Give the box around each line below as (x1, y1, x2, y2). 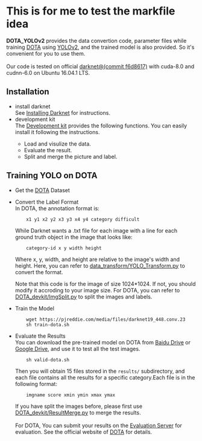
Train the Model (14, 304, 54, 312)
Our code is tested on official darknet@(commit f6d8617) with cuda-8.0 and (6, 62, 195, 70)
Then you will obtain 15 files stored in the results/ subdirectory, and (14, 367, 185, 375)
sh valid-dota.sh (26, 356, 69, 363)
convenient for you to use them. (6, 50, 86, 57)
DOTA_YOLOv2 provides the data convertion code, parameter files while (6, 37, 187, 44)
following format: (14, 380, 57, 387)
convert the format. (14, 268, 63, 275)
